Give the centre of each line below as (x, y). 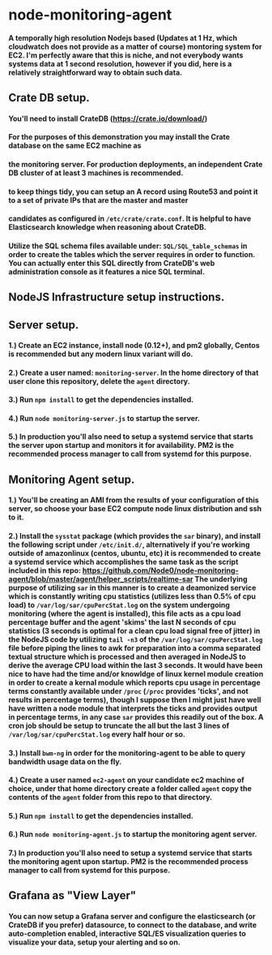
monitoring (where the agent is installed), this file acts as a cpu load (125, 613)
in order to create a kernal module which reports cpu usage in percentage (134, 682)
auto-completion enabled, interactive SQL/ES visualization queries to (127, 934)
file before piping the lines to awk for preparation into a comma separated (135, 648)
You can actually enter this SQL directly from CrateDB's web (112, 263)
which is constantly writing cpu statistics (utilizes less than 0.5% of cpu (132, 596)
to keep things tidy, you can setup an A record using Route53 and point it (133, 191)
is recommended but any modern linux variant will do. (101, 354)
